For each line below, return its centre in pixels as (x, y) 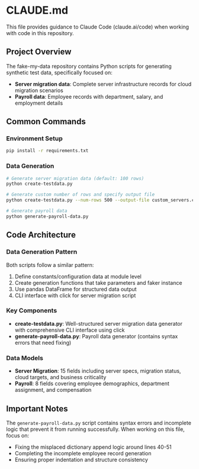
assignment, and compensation (53, 390)
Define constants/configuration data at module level (78, 276)
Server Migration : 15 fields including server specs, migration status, (98, 371)
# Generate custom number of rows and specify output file (81, 195)
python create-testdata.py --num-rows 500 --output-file (78, 200)
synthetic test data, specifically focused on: (59, 73)
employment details (39, 103)
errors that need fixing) (43, 342)
